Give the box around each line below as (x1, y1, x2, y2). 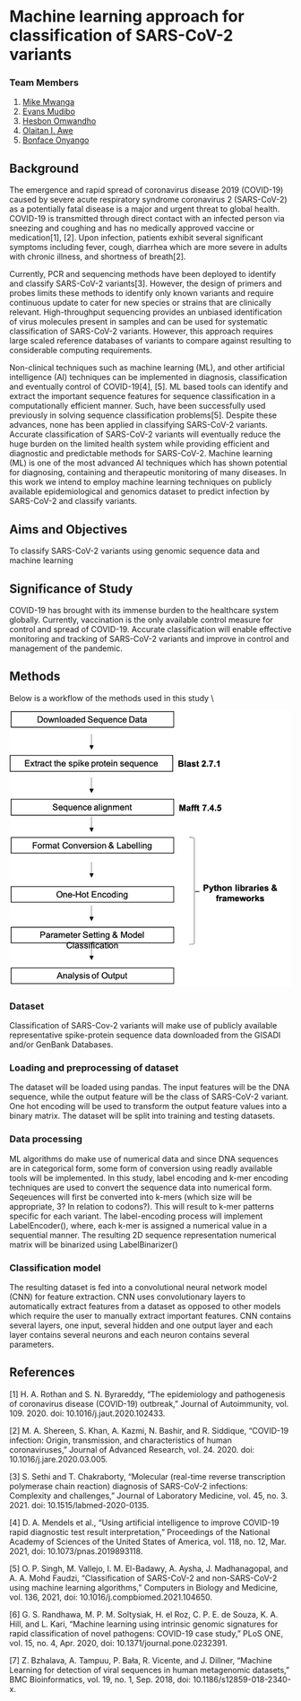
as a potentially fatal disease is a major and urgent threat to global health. (9, 204, 280, 214)
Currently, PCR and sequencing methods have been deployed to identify (9, 269, 277, 280)
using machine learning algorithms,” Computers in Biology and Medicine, (9, 1582, 279, 1593)
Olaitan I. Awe (21, 126, 73, 136)
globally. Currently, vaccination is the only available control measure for (9, 614, 273, 625)
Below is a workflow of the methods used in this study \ (9, 692, 214, 703)
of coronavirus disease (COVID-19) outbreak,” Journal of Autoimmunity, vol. (9, 1398, 289, 1409)
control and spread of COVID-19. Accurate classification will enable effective (9, 623, 292, 634)
